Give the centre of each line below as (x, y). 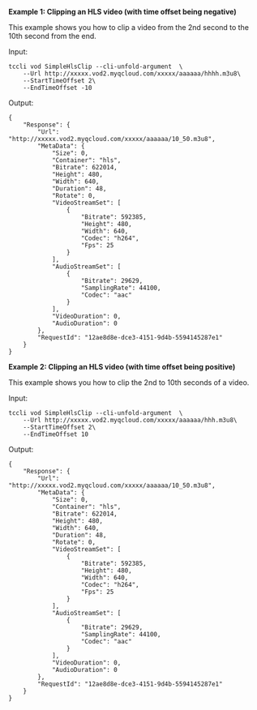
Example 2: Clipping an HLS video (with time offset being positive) (122, 367)
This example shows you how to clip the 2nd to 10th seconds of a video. (129, 383)
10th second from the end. (53, 36)
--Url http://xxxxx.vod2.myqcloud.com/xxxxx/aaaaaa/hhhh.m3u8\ (132, 74)
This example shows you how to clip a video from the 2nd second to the (129, 27)
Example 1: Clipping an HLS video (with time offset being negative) (122, 12)
